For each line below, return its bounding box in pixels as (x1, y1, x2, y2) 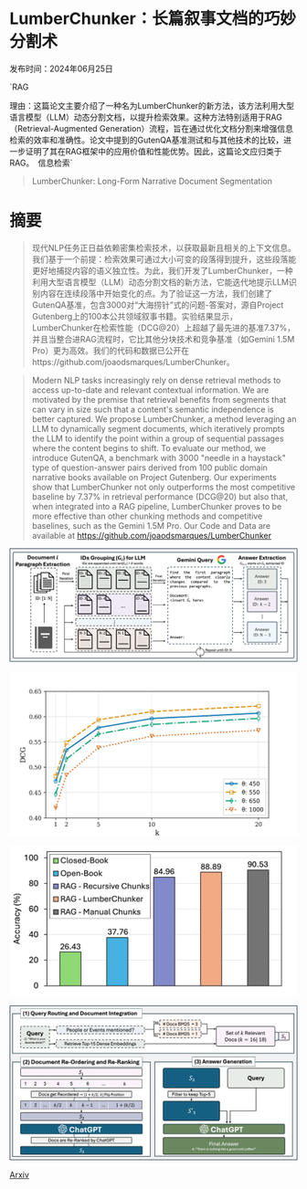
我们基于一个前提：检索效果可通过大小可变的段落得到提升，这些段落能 (31, 253, 297, 265)
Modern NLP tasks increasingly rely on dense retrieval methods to (31, 374, 281, 385)
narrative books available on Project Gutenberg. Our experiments (31, 471, 277, 482)
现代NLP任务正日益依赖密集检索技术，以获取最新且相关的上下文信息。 (31, 242, 297, 253)
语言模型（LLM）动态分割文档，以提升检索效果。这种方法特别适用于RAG (9, 111, 283, 122)
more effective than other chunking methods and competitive (31, 510, 263, 521)
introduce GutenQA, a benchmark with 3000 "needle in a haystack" (31, 452, 286, 463)
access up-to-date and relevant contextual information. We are (31, 384, 270, 395)
